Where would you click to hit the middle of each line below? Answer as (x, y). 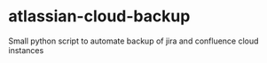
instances (26, 50)
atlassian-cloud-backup (99, 16)
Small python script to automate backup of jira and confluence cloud (133, 41)
